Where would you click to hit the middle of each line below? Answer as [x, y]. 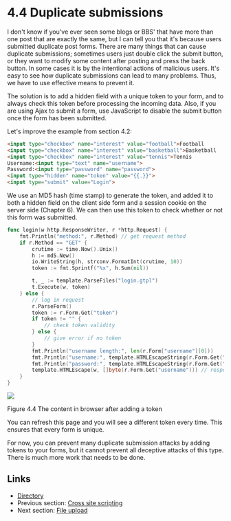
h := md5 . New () [54, 256]
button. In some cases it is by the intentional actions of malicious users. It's [113, 68]
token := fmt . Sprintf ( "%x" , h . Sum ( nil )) [90, 268]
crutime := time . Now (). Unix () [75, 249]
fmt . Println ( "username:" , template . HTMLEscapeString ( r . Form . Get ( [128, 357]
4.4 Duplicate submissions [85, 13]
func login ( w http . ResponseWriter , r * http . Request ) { [87, 230]
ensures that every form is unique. [56, 430]
